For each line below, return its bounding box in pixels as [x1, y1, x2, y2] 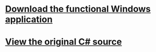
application [5, 14, 53, 25]
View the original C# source [5, 36, 122, 48]
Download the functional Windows [5, 3, 151, 15]
